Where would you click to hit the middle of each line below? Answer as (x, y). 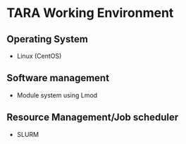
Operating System (48, 39)
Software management (58, 78)
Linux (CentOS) (39, 56)
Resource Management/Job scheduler (93, 118)
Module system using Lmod (57, 95)
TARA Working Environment (90, 13)
